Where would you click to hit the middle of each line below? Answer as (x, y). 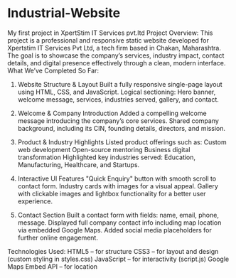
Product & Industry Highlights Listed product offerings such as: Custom (122, 142)
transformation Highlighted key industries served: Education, (107, 157)
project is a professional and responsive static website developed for (108, 40)
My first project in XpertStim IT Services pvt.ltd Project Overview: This (110, 33)
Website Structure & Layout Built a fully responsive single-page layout (120, 84)
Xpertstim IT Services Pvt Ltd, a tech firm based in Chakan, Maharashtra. (114, 48)
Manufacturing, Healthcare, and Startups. (79, 164)
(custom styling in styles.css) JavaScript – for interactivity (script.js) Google (118, 259)
